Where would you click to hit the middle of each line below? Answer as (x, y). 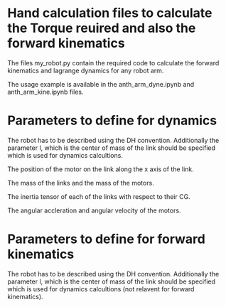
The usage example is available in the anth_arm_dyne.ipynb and (101, 84)
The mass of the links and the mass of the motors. (81, 183)
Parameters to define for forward (107, 239)
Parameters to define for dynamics (112, 120)
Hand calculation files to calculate (110, 13)
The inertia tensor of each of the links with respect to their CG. (99, 196)
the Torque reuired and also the (102, 28)
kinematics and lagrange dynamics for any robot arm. (86, 70)
